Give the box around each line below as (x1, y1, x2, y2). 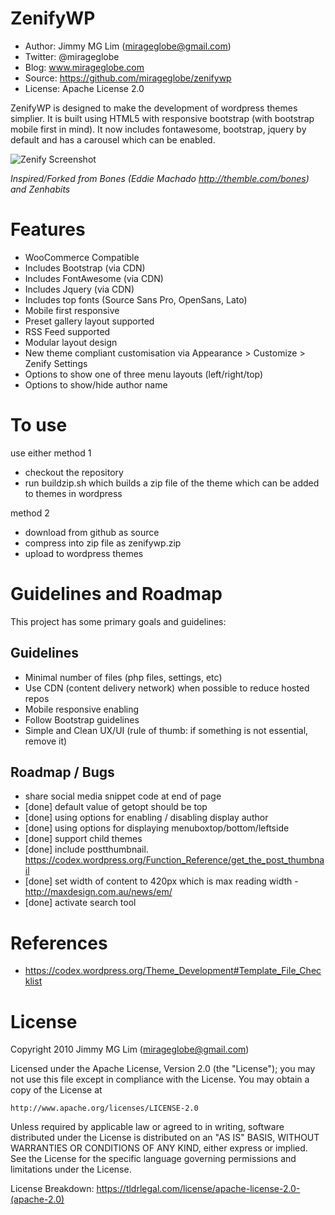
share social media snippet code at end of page (24, 790, 222, 802)
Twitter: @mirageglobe (24, 50, 120, 62)
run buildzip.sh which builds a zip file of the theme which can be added (24, 477, 320, 489)
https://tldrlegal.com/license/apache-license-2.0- (96, 1183, 301, 1195)
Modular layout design (24, 336, 118, 348)
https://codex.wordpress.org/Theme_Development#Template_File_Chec (24, 965, 322, 977)
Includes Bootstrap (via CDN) (24, 262, 146, 274)
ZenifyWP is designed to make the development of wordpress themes (10, 102, 298, 114)
